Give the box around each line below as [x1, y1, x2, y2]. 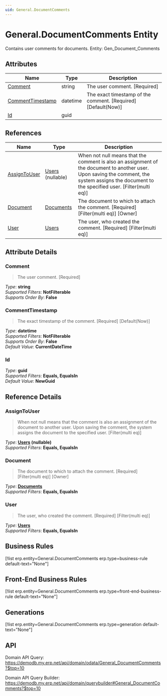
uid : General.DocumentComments [5, 7, 70, 12]
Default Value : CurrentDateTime [5, 344, 72, 350]
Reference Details [5, 393, 62, 401]
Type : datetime [5, 328, 37, 334]
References [5, 128, 42, 137]
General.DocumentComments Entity [5, 28, 159, 40]
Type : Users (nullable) [5, 439, 52, 445]
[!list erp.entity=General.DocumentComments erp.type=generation [5, 622, 142, 628]
